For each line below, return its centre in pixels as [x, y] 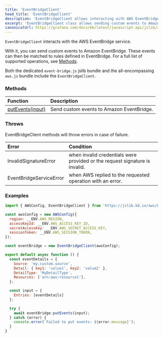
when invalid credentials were [103, 155]
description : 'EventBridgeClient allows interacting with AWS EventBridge [82, 19]
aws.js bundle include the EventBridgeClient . [50, 76]
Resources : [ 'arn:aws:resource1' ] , [50, 277]
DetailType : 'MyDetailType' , [43, 273]
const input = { [26, 291]
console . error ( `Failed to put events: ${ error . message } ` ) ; [75, 322]
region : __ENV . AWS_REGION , [37, 219]
